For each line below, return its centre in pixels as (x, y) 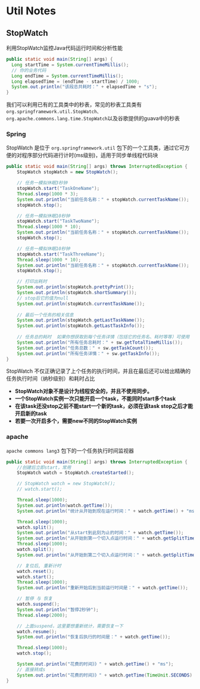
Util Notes (31, 11)
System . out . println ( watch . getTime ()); (65, 505)
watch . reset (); (36, 571)
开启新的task (31, 414)
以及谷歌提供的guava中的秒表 (144, 119)
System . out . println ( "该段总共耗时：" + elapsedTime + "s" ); (85, 87)
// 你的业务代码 (29, 70)
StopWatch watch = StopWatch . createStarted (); (76, 473)
